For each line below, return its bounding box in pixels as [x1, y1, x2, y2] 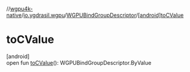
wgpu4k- [10, 5, 33, 12]
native [6, 11, 22, 19]
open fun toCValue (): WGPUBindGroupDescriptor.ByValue [6, 59, 152, 66]
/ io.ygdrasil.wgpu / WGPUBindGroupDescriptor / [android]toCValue [21, 11, 184, 19]
